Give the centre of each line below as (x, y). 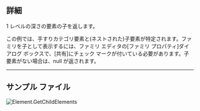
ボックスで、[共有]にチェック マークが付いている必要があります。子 (106, 53)
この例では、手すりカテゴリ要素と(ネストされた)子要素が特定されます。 (94, 39)
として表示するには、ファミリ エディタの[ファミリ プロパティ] (103, 46)
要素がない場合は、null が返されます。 (53, 61)
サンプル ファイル (38, 87)
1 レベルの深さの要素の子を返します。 (52, 26)
